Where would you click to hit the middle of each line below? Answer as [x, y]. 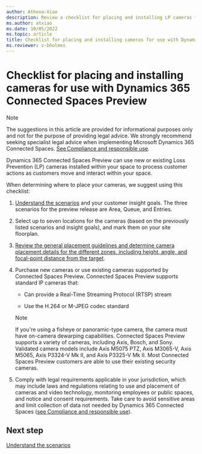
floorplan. [27, 233]
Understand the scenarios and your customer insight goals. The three [101, 203]
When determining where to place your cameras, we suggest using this [95, 184]
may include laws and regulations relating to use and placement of [97, 386]
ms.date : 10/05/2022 [32, 29]
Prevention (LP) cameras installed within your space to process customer [97, 166]
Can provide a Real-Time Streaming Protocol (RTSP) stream [98, 294]
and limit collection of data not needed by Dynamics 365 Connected [99, 405]
